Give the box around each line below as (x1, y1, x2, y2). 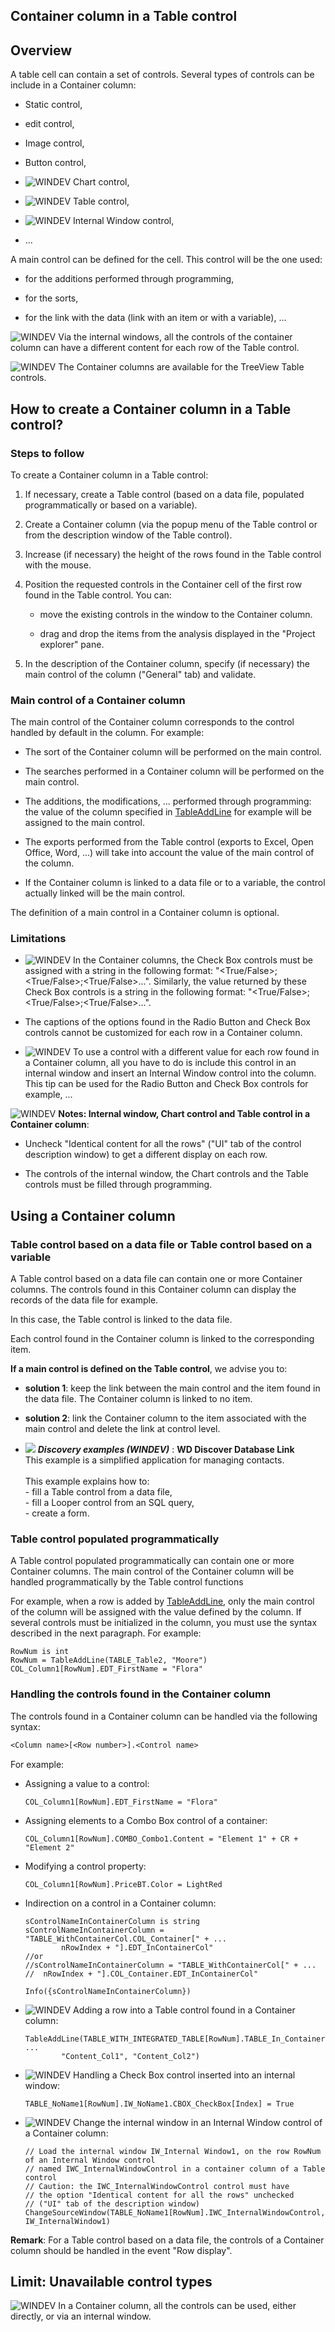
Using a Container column (10, 1207, 176, 1224)
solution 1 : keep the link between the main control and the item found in (24, 1382, 321, 1394)
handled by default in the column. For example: (10, 727, 205, 739)
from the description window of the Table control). (24, 529, 233, 541)
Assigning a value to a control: (24, 1777, 150, 1789)
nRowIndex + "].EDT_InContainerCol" (61, 1942, 214, 1953)
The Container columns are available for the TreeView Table (58, 361, 305, 373)
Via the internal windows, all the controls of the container (58, 331, 293, 343)
